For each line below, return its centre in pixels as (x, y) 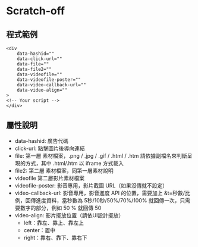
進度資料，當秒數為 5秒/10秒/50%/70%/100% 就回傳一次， (108, 200)
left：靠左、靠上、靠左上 (54, 223)
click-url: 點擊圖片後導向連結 (50, 148)
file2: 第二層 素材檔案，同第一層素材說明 (64, 170)
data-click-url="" (40, 59)
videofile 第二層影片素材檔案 (50, 178)
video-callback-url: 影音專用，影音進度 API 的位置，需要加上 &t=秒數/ (100, 193)
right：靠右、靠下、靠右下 (55, 237)
